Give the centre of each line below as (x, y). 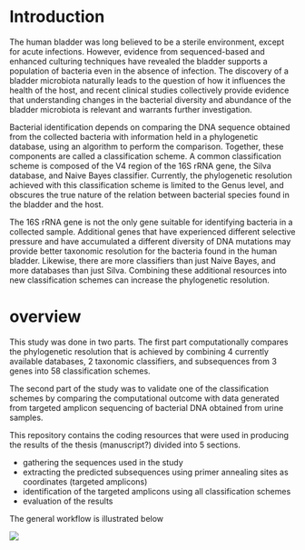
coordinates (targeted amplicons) (85, 481)
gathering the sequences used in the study (103, 462)
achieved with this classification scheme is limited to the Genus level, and (147, 185)
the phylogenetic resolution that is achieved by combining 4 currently (139, 351)
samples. (26, 417)
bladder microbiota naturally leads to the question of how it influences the (148, 80)
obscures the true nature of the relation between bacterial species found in (150, 195)
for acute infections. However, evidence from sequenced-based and (137, 51)
